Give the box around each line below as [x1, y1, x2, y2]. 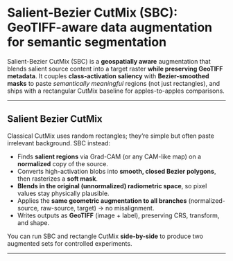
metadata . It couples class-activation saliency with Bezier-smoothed [7, 71, 209, 80]
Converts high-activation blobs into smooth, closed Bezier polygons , [17, 167, 216, 175]
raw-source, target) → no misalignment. [40, 204, 155, 212]
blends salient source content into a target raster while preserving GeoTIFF [7, 64, 223, 73]
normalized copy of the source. [17, 159, 109, 168]
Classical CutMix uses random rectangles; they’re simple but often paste [7, 132, 215, 140]
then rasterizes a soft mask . [17, 174, 98, 183]
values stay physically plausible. [17, 189, 110, 197]
